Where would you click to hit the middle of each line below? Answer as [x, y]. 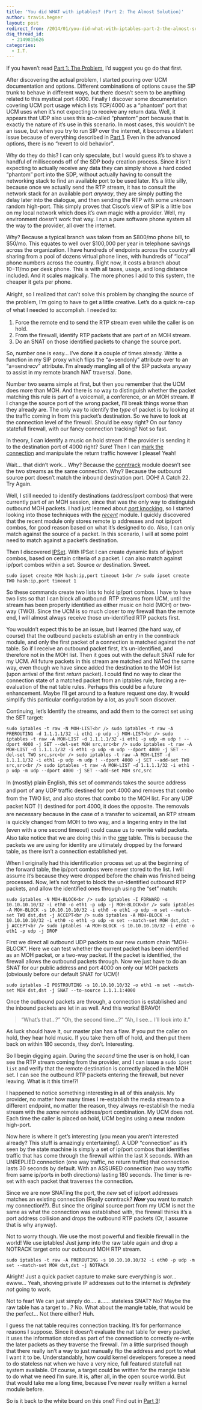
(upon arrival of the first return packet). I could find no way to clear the [94, 674]
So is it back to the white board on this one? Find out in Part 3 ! [83, 1400]
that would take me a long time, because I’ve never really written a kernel [97, 1382]
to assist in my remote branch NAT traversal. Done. [69, 372]
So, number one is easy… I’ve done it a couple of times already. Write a [94, 353]
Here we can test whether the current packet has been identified [109, 948]
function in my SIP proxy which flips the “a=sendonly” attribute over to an [97, 359]
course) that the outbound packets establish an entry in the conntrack [93, 635]
